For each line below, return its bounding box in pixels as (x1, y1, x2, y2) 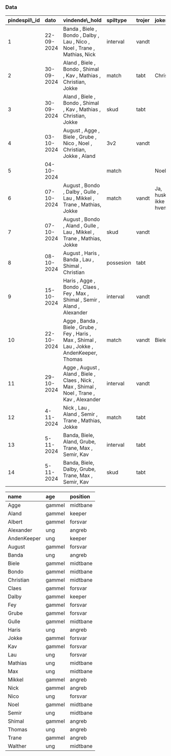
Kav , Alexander (63, 396, 101, 403)
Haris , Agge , (63, 277, 96, 284)
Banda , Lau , (63, 256, 94, 263)
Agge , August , (63, 364, 100, 371)
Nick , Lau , (63, 404, 90, 411)
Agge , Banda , (63, 317, 98, 325)
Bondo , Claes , (63, 284, 99, 291)
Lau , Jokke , (63, 343, 93, 350)
